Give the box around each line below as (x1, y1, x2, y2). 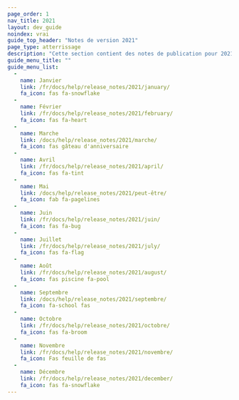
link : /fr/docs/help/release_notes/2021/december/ (20, 375, 174, 382)
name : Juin (20, 210, 53, 217)
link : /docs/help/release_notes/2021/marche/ (20, 136, 158, 143)
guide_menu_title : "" (7, 57, 72, 64)
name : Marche (20, 130, 59, 137)
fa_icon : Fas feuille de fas (20, 355, 107, 362)
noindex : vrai (7, 30, 50, 38)
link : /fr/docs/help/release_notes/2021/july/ (20, 242, 161, 250)
